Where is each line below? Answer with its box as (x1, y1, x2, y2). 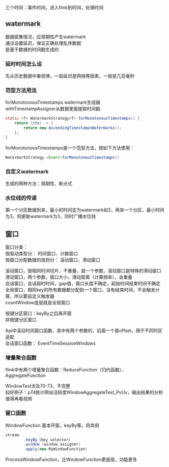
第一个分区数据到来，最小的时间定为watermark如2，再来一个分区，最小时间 (5, 207, 164, 213)
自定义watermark (5, 168, 49, 175)
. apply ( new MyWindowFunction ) (23, 447, 88, 452)
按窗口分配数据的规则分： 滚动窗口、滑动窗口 (5, 257, 100, 263)
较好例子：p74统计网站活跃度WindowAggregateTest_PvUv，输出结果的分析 (5, 389, 163, 396)
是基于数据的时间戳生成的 (5, 46, 59, 52)
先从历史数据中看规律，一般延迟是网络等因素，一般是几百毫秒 (5, 73, 135, 79)
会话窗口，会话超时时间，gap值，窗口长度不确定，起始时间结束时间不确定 (5, 281, 161, 287)
